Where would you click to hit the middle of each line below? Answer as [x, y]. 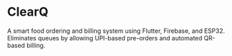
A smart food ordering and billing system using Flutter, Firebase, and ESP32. [116, 31]
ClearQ [28, 12]
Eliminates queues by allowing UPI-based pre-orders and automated [105, 38]
